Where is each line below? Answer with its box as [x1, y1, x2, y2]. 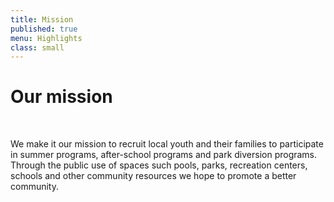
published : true [10, 24, 78, 34]
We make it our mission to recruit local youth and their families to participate [10, 138, 324, 150]
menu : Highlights [10, 33, 83, 43]
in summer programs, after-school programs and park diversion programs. [10, 149, 318, 161]
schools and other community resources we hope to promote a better [10, 170, 297, 182]
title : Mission [10, 14, 74, 25]
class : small [10, 42, 65, 53]
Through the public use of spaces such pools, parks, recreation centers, [10, 159, 308, 171]
